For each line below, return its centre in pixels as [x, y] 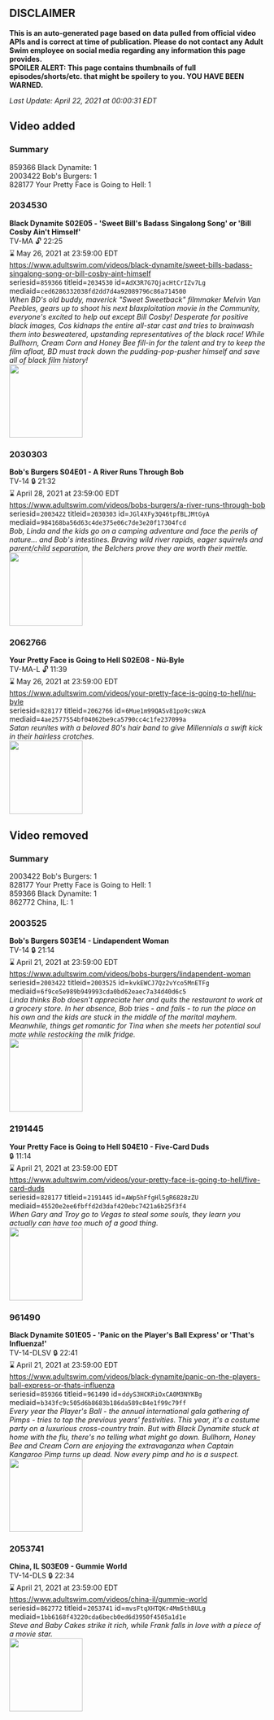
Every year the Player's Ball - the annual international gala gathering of [129, 1411]
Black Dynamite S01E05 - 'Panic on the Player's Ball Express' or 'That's [132, 1334]
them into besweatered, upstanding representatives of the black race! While [137, 334]
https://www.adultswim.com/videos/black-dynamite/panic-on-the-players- [135, 1376]
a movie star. [31, 1634]
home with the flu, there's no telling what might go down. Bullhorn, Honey [133, 1437]
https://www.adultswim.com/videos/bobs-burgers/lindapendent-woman [130, 974]
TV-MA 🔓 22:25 [36, 241]
